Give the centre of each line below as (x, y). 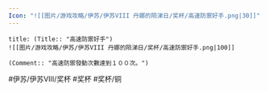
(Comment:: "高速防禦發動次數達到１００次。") (78, 63)
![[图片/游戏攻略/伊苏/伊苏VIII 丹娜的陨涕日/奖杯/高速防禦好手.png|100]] (122, 47)
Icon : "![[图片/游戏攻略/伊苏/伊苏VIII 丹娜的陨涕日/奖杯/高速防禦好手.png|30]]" (134, 16)
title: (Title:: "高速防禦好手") (61, 39)
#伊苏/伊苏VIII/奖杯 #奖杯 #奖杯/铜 (65, 79)
